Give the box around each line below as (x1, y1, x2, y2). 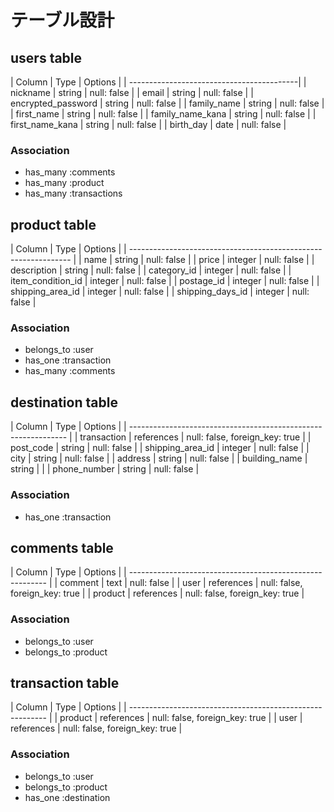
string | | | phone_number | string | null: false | (10, 463, 200, 475)
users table (10, 49, 83, 66)
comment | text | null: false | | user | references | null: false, (59, 577, 303, 589)
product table (10, 216, 97, 233)
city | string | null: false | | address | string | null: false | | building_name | (10, 452, 308, 465)
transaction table (10, 675, 120, 692)
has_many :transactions (24, 187, 123, 200)
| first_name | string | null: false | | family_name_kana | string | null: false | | (10, 108, 317, 120)
